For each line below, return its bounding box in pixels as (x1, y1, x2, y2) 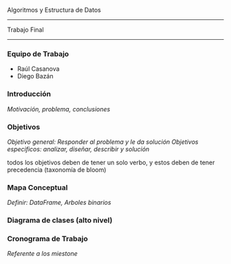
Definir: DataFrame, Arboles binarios (7, 199, 111, 207)
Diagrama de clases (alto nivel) (7, 216, 113, 225)
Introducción (7, 89, 52, 99)
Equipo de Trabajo (7, 49, 69, 58)
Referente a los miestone (7, 250, 78, 258)
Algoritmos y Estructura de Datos (7, 6, 101, 14)
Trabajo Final (7, 25, 44, 34)
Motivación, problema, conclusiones (7, 104, 111, 113)
